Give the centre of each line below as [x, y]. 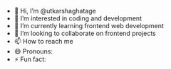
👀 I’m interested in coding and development [78, 18]
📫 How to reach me [43, 41]
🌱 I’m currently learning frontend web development [89, 26]
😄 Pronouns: [33, 51]
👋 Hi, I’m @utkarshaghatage [55, 11]
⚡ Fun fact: [30, 59]
